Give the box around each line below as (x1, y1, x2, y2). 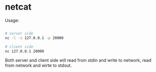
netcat (5, 1, 32, 13)
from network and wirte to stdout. (5, 62, 72, 69)
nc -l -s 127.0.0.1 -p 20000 (5, 35, 64, 40)
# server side (5, 31, 34, 36)
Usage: (5, 17, 19, 23)
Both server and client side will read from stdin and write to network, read (5, 58, 152, 63)
